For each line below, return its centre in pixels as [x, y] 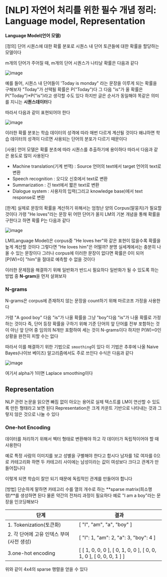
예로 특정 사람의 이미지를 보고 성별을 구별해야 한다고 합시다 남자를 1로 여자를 [79, 456]
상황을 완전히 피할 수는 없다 [32, 336]
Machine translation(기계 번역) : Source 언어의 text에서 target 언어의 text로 [87, 166]
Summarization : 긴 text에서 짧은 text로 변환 [56, 185]
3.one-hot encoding [32, 553]
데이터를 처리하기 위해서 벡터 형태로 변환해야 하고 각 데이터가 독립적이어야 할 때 [82, 439]
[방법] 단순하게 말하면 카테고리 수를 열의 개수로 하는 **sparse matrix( [73, 489]
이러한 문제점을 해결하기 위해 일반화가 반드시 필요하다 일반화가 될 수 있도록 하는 [82, 270]
